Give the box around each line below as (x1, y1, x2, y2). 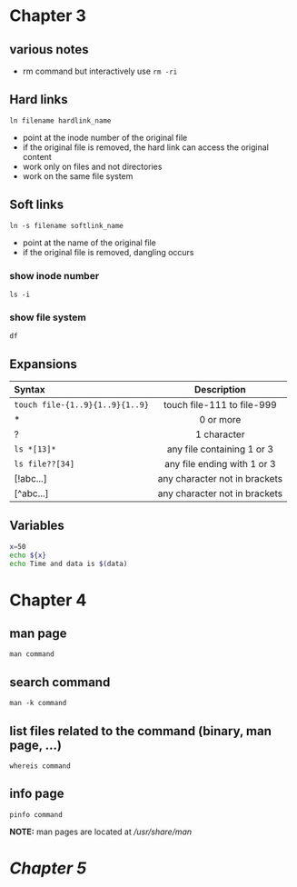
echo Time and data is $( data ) (9, 559, 128, 568)
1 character (194, 428, 245, 441)
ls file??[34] (14, 459, 75, 469)
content (22, 151, 52, 162)
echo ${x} (9, 551, 47, 560)
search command (9, 674, 111, 690)
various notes (9, 42, 89, 57)
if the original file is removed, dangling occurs (22, 246, 194, 257)
